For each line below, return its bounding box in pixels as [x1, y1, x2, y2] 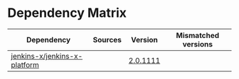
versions [182, 39, 213, 49]
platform [11, 60, 39, 70]
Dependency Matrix [7, 5, 127, 21]
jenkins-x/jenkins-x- [11, 51, 83, 61]
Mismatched [176, 30, 220, 40]
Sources [92, 35, 122, 44]
